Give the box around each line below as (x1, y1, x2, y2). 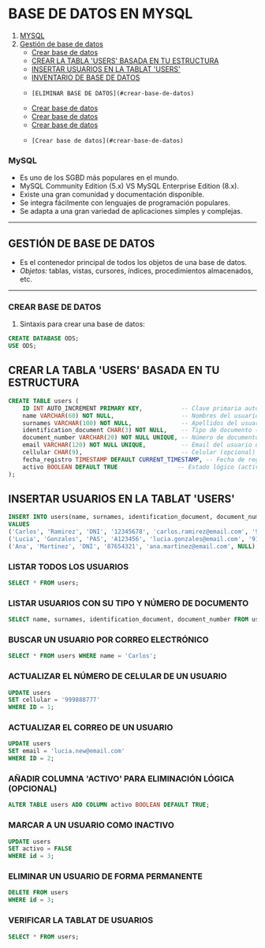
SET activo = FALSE (8, 845, 73, 853)
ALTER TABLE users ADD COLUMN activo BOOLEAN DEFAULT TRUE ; (8, 801, 211, 809)
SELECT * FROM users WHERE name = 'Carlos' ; (8, 652, 157, 660)
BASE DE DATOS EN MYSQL (8, 5, 193, 23)
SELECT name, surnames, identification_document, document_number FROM (8, 616, 248, 624)
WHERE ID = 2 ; (8, 755, 55, 763)
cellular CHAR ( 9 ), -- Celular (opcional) (22, 449, 256, 457)
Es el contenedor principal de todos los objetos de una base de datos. (19, 258, 247, 267)
